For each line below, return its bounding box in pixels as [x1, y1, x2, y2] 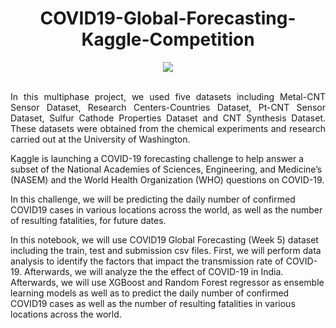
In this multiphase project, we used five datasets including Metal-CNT [10, 90, 326, 102]
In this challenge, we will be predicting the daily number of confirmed [10, 193, 296, 205]
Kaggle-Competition [81, 28, 255, 51]
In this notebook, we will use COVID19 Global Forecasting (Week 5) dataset [10, 233, 319, 246]
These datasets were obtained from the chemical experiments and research [10, 122, 326, 134]
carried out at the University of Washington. [10, 133, 191, 145]
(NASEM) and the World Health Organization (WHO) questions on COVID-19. [10, 173, 325, 186]
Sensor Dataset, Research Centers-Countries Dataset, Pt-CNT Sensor [10, 101, 326, 113]
